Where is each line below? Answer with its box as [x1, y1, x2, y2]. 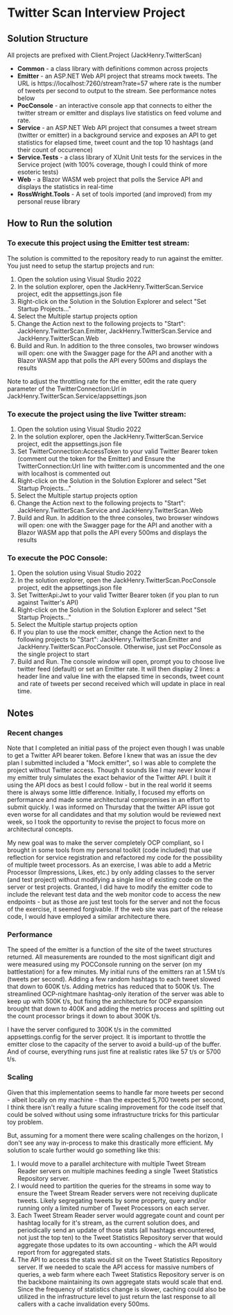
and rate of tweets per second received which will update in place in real [17, 680, 225, 688]
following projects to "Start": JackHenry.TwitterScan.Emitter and [17, 635, 201, 644]
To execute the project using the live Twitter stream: [7, 409, 187, 418]
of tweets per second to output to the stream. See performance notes [17, 87, 216, 95]
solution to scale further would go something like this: [7, 1145, 161, 1154]
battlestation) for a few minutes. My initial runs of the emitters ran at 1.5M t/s [7, 967, 225, 976]
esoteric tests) [17, 168, 59, 176]
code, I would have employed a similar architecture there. [7, 912, 171, 920]
